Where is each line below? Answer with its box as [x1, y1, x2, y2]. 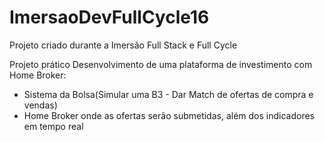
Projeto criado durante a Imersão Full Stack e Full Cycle [9, 39, 238, 51]
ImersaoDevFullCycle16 [9, 6, 210, 29]
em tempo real [23, 120, 84, 132]
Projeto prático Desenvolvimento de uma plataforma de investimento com [9, 58, 313, 70]
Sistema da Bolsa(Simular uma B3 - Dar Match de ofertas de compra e [23, 88, 314, 100]
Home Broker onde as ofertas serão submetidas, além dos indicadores [23, 109, 316, 121]
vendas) [23, 99, 58, 111]
